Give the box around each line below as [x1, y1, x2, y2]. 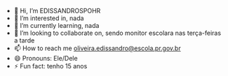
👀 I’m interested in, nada [13, 14, 84, 22]
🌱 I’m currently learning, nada [13, 22, 100, 29]
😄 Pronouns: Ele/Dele [13, 54, 79, 62]
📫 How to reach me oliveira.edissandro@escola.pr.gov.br [13, 44, 181, 52]
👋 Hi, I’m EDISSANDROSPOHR [13, 7, 101, 15]
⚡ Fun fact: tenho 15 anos [13, 62, 88, 70]
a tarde [13, 36, 35, 45]
